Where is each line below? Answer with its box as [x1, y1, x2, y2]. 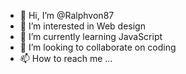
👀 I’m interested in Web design [19, 20, 146, 32]
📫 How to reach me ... [19, 53, 113, 64]
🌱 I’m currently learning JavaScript [19, 31, 163, 42]
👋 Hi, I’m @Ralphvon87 [19, 10, 115, 21]
